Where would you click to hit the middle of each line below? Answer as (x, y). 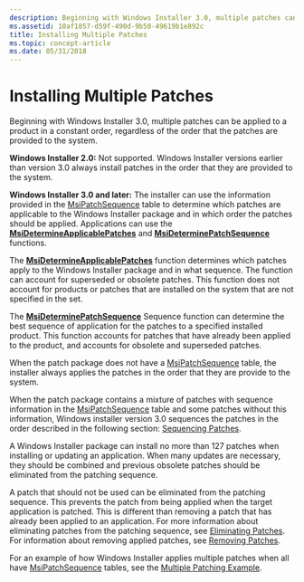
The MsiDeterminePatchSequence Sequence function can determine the (147, 317)
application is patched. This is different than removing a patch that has (141, 511)
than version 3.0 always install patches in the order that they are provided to (151, 167)
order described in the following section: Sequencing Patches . (125, 429)
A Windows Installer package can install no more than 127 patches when (144, 446)
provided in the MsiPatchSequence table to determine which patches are (145, 205)
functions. (28, 243)
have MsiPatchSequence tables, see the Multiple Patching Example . (136, 568)
